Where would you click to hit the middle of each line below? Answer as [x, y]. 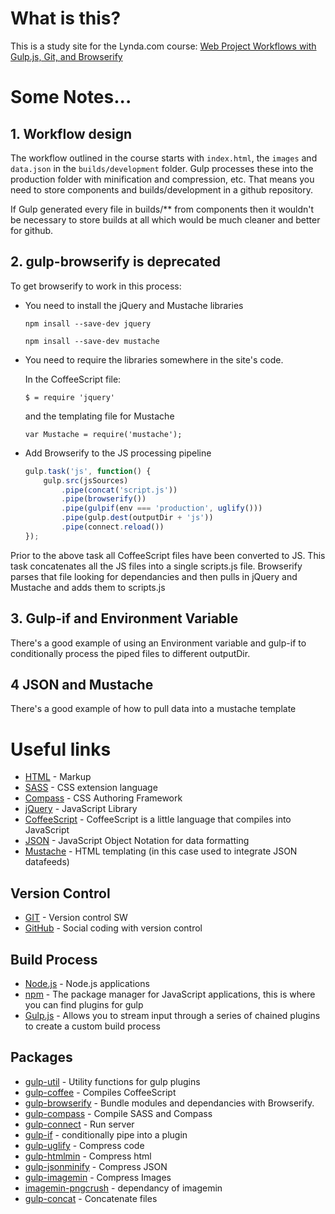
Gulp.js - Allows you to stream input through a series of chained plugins [172, 1015]
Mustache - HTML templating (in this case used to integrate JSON [161, 851]
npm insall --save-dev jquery [88, 323]
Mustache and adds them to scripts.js [88, 587]
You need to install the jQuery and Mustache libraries [134, 305]
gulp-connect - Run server [79, 1124]
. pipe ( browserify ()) [104, 499]
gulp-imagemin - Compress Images [98, 1177]
